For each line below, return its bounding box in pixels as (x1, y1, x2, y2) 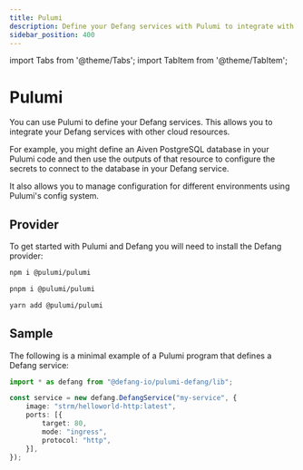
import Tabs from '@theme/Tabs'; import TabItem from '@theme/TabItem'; (9, 55, 288, 66)
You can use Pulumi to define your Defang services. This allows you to (9, 117, 273, 128)
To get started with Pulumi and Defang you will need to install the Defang (9, 241, 282, 252)
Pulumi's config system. (9, 191, 100, 201)
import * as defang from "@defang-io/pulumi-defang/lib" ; (9, 377, 233, 387)
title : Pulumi (9, 13, 64, 23)
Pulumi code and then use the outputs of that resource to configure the (9, 153, 276, 164)
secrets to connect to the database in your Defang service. (9, 163, 230, 174)
